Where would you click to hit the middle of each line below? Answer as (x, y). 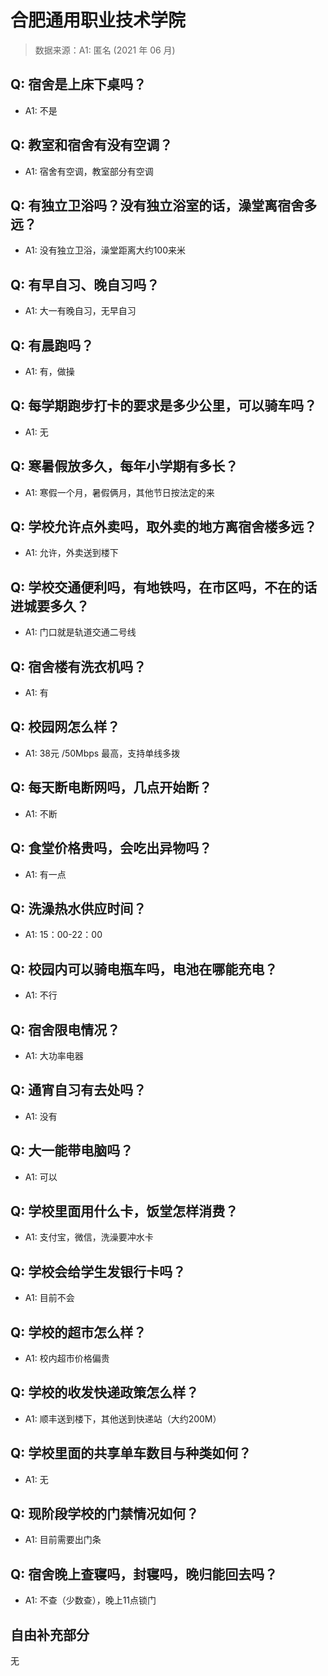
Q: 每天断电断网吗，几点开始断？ (111, 787)
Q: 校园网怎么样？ (65, 727)
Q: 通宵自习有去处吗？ (78, 1090)
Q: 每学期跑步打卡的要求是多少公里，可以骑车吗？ (164, 406)
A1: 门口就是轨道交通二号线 (80, 632)
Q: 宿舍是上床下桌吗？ (78, 84)
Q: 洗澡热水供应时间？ (78, 908)
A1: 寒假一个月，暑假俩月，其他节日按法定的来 (119, 492)
